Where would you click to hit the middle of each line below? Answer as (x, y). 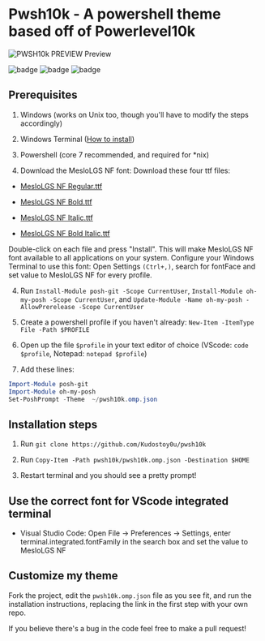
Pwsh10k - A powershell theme (115, 14)
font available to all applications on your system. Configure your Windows (131, 257)
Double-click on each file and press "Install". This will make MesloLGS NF (131, 249)
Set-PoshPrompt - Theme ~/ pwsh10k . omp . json (83, 399)
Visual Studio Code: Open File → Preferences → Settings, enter (125, 533)
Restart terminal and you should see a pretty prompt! (108, 475)
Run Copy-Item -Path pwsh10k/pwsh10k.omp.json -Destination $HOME (135, 460)
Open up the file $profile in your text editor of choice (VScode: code (134, 345)
